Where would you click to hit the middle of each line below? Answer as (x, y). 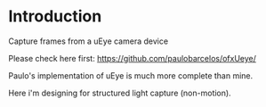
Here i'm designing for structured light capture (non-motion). (120, 93)
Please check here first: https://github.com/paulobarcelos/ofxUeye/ (133, 58)
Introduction (55, 16)
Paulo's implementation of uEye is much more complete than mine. (131, 75)
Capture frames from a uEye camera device (89, 41)
